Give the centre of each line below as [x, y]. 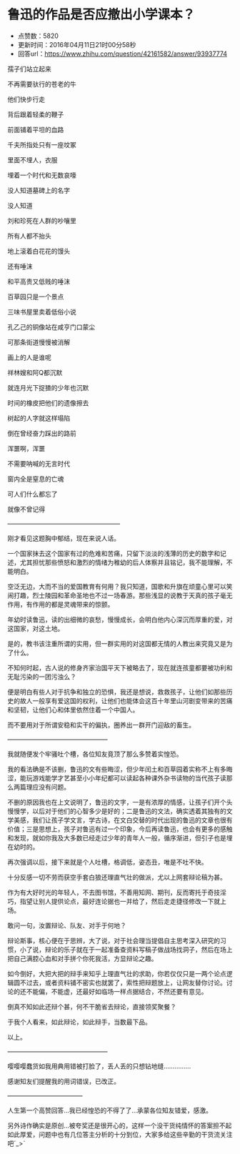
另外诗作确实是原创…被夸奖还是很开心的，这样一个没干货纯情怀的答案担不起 [120, 1125]
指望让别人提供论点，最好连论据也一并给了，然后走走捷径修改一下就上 [123, 901]
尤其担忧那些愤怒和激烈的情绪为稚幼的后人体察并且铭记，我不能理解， [123, 562]
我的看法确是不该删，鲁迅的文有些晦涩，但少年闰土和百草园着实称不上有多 [117, 769]
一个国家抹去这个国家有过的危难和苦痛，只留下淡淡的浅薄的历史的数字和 [114, 553]
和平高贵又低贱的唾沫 [39, 281]
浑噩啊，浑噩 [26, 448]
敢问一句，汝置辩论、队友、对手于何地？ [67, 925]
